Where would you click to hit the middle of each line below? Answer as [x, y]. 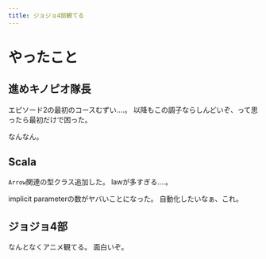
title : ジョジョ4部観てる [46, 15]
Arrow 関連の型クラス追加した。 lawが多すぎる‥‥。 [91, 182]
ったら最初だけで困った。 [50, 119]
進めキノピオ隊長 [50, 89]
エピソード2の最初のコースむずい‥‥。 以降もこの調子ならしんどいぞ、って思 [133, 110]
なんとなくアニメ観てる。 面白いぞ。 [68, 247]
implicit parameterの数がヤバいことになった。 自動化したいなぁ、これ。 [126, 199]
